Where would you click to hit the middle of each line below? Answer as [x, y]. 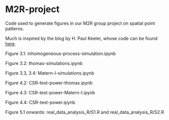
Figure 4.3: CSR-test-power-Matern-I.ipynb [50, 92]
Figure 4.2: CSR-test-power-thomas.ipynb [49, 83]
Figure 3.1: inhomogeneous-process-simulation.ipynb [61, 53]
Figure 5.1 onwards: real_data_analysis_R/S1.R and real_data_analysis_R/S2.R [85, 112]
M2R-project [32, 9]
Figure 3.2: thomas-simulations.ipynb [44, 63]
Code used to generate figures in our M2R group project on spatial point [80, 23]
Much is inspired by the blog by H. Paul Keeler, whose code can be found [81, 38]
